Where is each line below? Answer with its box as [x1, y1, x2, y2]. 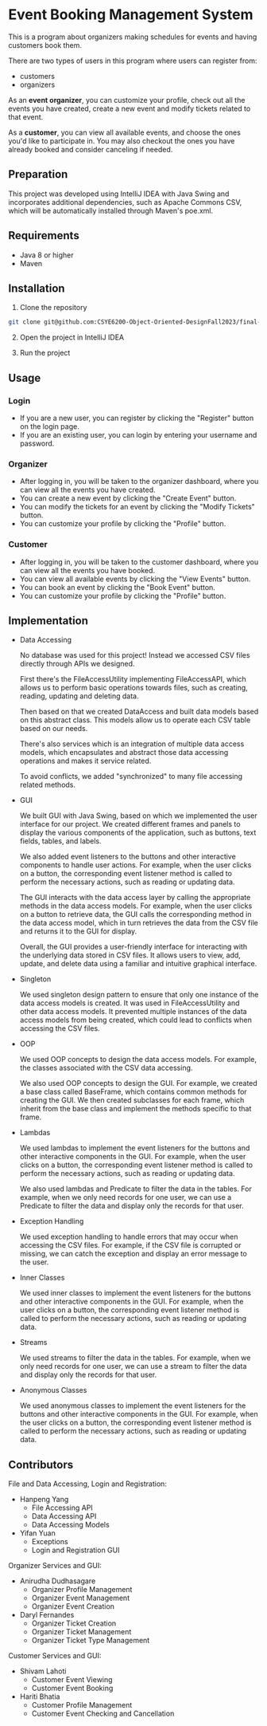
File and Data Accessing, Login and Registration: [8, 1479, 167, 1488]
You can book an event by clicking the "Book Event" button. [19, 582, 216, 592]
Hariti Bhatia [19, 1692, 60, 1701]
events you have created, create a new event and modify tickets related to [8, 104, 251, 113]
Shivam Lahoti [19, 1666, 67, 1676]
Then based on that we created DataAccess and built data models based [19, 707, 259, 717]
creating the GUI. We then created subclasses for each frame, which [19, 1095, 245, 1105]
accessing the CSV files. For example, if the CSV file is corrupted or [19, 1240, 242, 1250]
